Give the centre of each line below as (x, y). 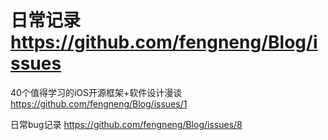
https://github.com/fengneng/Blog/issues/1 (99, 103)
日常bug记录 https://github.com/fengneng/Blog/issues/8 (126, 124)
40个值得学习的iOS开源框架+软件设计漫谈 (96, 92)
